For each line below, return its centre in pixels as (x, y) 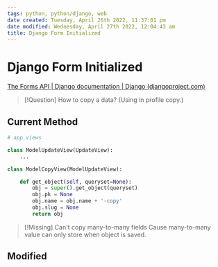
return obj (48, 214)
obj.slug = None (56, 207)
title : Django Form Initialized (54, 33)
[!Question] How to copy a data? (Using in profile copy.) (104, 100)
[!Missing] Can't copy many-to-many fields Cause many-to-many (117, 227)
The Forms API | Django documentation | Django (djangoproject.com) (107, 87)
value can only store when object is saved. (85, 234)
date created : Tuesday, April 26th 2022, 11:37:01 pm (87, 20)
